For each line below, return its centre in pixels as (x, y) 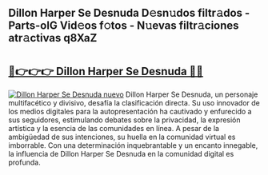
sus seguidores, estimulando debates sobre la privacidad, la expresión (125, 120)
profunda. (25, 162)
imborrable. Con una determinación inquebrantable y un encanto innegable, (133, 145)
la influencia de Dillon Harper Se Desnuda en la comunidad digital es (121, 154)
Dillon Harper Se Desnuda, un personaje (192, 94)
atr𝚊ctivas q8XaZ (53, 38)
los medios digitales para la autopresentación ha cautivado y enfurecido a (130, 111)
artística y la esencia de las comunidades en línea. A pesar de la (114, 128)
